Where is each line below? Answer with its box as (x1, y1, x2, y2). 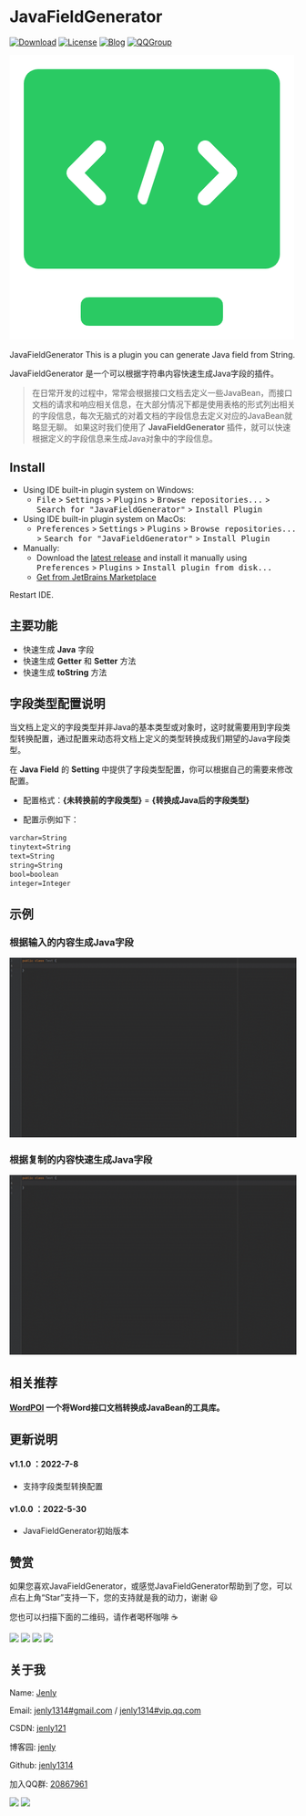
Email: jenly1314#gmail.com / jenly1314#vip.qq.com (9, 1705, 202, 1716)
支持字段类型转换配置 (22, 1480, 103, 1491)
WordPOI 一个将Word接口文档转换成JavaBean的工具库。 (9, 1403, 225, 1414)
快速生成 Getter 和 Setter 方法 (22, 655, 137, 666)
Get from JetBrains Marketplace (36, 571, 157, 582)
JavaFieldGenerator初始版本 (22, 1526, 129, 1537)
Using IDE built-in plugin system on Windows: (22, 484, 194, 495)
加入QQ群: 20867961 (9, 1778, 88, 1790)
